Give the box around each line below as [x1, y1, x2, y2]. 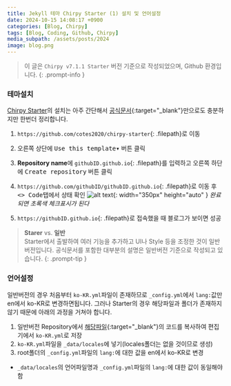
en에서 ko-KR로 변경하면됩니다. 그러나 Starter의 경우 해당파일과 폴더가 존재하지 [7, 299, 223, 307]
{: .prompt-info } [39, 70, 85, 79]
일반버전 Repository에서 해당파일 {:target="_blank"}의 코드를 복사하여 [17, 322, 207, 331]
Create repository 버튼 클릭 [24, 167, 112, 176]
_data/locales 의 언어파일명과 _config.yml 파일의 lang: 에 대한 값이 [17, 363, 199, 371]
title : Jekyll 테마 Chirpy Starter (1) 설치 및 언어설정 [7, 10, 161, 17]
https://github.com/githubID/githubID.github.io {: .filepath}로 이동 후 [17, 182, 217, 190]
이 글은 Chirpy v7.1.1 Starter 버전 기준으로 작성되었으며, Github [23, 62, 203, 70]
